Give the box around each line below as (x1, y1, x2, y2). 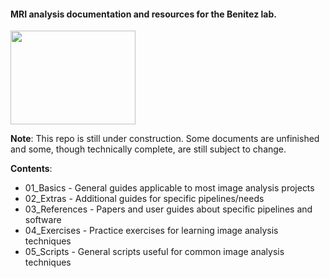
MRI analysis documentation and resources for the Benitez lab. (10, 8, 277, 20)
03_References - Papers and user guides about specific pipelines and (24, 203, 313, 215)
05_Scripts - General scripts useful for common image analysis (24, 246, 285, 258)
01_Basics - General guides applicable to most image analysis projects (24, 182, 315, 194)
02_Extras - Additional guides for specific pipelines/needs (24, 193, 265, 205)
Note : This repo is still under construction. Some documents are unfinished (10, 133, 320, 145)
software (24, 214, 62, 226)
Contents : (10, 163, 53, 175)
